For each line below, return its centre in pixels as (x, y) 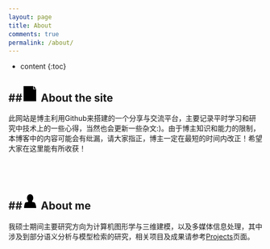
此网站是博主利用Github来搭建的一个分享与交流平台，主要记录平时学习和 (129, 118)
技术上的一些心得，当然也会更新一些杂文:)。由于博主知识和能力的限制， (141, 128)
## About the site (61, 98)
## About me (50, 206)
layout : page (30, 17)
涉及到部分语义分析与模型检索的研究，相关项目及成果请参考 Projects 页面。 (131, 236)
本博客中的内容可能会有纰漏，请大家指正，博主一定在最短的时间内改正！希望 (135, 139)
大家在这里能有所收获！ (47, 148)
